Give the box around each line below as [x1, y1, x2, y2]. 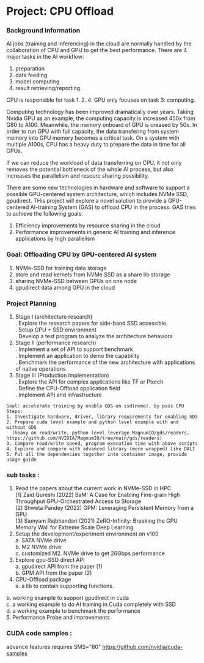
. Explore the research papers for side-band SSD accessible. [15, 320, 168, 327]
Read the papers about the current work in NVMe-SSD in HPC [15, 485, 172, 492]
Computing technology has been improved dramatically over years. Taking [6, 108, 194, 116]
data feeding [15, 72, 48, 79]
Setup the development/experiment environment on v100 [15, 530, 159, 537]
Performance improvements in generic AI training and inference [15, 229, 176, 236]
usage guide [6, 457, 37, 463]
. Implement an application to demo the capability [15, 352, 140, 360]
